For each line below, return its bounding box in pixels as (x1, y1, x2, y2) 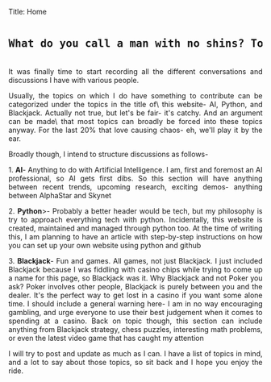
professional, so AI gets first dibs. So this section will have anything (8, 173, 263, 184)
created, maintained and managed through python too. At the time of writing (8, 223, 263, 233)
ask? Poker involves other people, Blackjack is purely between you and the (8, 282, 263, 292)
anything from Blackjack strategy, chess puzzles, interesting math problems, (8, 325, 263, 334)
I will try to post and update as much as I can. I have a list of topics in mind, (8, 349, 263, 359)
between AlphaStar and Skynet (8, 191, 111, 201)
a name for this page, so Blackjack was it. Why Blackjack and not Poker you (8, 273, 263, 283)
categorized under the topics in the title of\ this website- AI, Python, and (8, 100, 263, 110)
